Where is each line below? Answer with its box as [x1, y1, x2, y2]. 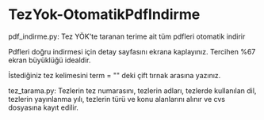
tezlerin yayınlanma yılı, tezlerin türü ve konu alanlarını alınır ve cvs [8, 94, 226, 103]
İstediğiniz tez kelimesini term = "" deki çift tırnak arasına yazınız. [8, 70, 221, 80]
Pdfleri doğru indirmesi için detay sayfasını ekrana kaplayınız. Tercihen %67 [8, 47, 256, 56]
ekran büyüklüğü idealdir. [8, 55, 91, 65]
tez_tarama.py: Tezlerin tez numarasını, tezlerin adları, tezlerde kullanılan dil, [8, 85, 257, 96]
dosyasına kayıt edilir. [8, 103, 79, 112]
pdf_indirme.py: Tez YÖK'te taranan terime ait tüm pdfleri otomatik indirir [8, 32, 246, 41]
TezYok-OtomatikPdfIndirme [8, 6, 201, 24]
